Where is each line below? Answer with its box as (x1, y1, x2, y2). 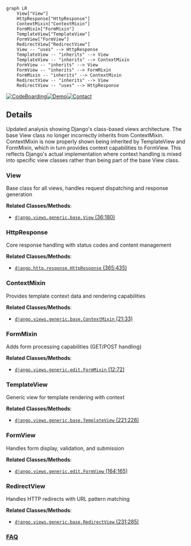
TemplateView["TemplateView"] (16, 31, 91, 37)
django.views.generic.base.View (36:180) (14, 214, 115, 221)
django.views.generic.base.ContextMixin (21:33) (14, 315, 133, 322)
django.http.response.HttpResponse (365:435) (14, 264, 127, 271)
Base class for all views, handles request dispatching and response (6, 185, 169, 192)
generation (6, 191, 32, 198)
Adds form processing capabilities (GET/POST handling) (6, 343, 142, 350)
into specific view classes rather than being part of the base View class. (6, 156, 180, 164)
